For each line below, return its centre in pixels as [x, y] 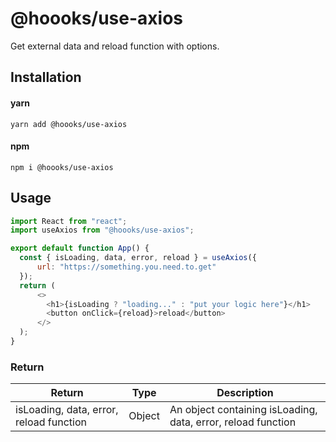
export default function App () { [80, 248]
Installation [46, 77]
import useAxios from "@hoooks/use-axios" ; [102, 230]
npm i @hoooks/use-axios [62, 167]
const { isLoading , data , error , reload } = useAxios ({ [138, 258]
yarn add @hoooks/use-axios [69, 124]
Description [245, 393]
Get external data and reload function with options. [115, 46]
